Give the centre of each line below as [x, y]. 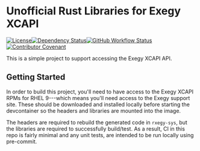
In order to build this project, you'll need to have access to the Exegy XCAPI [100, 92]
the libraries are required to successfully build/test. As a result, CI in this [96, 129]
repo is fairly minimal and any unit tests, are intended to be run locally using [100, 135]
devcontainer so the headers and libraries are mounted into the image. [94, 111]
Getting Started [36, 77]
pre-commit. [22, 141]
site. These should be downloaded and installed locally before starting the [98, 104]
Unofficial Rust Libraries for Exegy [94, 11]
